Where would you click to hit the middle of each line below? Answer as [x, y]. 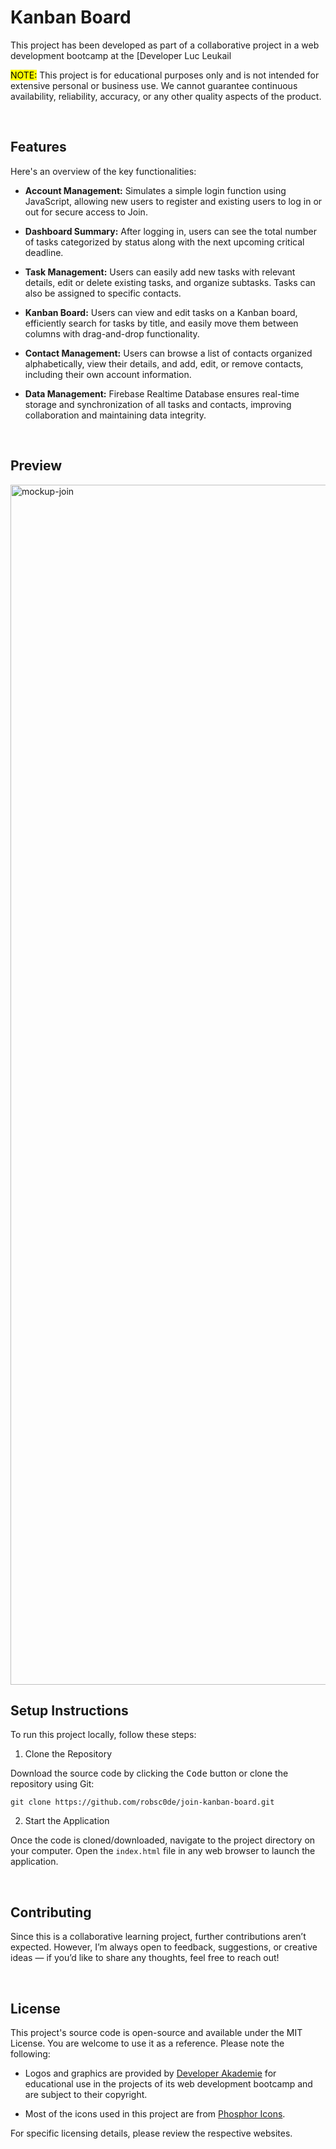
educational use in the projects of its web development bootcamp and [168, 2084]
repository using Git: [52, 1784]
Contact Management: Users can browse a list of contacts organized [168, 353]
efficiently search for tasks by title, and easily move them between [161, 323]
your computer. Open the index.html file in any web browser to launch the [163, 1851]
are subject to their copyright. [86, 2094]
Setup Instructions [69, 1710]
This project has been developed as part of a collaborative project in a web [165, 45]
